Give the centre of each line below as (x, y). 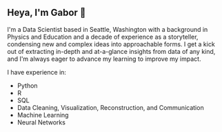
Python (27, 85)
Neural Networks (41, 122)
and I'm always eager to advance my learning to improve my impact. (104, 59)
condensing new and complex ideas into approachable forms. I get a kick (111, 44)
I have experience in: (37, 72)
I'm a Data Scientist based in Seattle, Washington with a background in (108, 29)
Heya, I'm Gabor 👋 (47, 13)
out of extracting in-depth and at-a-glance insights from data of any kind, (111, 51)
